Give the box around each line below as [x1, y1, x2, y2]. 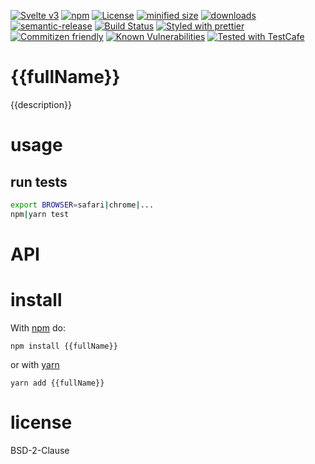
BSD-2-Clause [10, 444, 70, 456]
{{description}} [10, 98, 72, 110]
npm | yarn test [10, 209, 70, 219]
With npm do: [10, 321, 67, 334]
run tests [10, 173, 68, 190]
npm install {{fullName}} [10, 341, 118, 351]
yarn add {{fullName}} [10, 378, 105, 388]
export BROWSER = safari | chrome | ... [10, 200, 155, 210]
